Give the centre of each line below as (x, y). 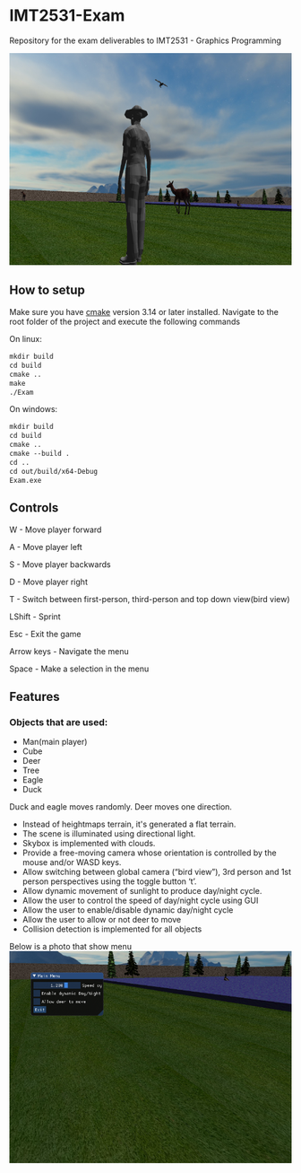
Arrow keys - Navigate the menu (69, 651)
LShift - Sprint (35, 617)
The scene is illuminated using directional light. (109, 834)
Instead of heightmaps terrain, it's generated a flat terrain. (129, 824)
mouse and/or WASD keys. (72, 862)
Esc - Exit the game (45, 634)
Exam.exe (26, 480)
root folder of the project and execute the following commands (125, 321)
